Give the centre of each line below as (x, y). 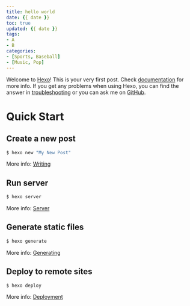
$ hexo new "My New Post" (38, 152)
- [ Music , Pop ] (25, 62)
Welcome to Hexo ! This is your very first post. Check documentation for (95, 80)
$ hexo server (24, 197)
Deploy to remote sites (49, 272)
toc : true (19, 23)
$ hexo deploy (24, 286)
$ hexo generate (26, 241)
